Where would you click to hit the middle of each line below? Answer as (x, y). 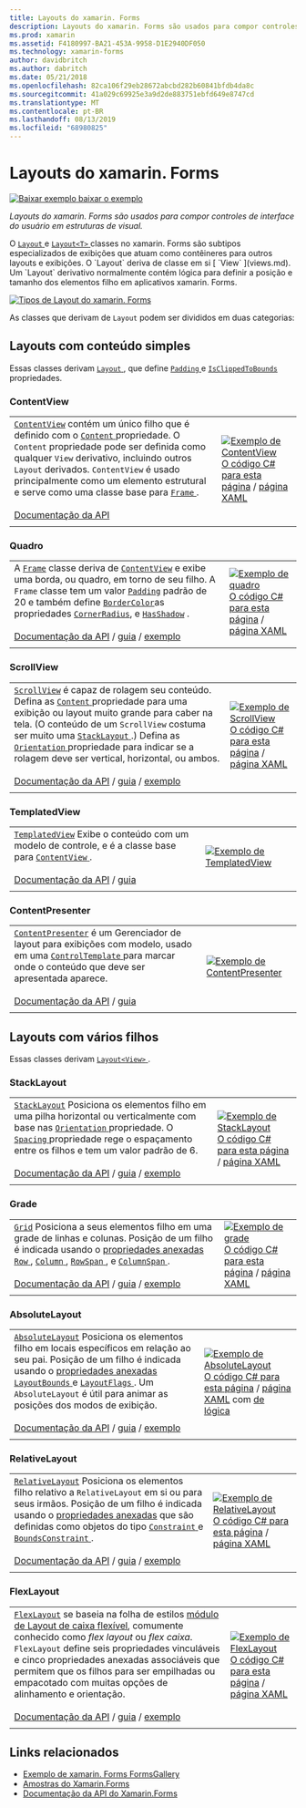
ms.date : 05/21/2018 (49, 77)
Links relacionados (65, 1752)
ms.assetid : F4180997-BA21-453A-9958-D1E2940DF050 (107, 43)
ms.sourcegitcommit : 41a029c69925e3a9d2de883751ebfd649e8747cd (132, 94)
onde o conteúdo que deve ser (80, 967)
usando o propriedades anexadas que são (104, 1515)
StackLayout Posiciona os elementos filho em (110, 1105)
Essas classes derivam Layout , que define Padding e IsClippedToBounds (143, 368)
